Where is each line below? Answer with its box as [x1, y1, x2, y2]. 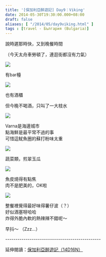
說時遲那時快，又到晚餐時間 [5, 41, 63, 47]
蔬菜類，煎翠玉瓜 [5, 156, 41, 162]
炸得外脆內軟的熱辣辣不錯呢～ [5, 216, 67, 222]
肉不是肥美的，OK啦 [5, 183, 47, 189]
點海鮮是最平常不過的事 [5, 130, 54, 136]
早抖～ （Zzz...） [5, 226, 40, 232]
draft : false [5, 17, 33, 22]
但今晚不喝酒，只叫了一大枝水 [5, 103, 67, 109]
